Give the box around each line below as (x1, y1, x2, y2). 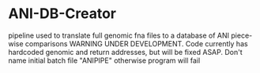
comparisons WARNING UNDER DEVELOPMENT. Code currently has (24, 38, 248, 48)
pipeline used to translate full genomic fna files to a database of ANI (8, 31, 230, 40)
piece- (231, 31, 253, 40)
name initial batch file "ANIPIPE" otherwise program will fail (8, 56, 201, 65)
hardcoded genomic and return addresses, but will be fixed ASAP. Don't (8, 47, 243, 57)
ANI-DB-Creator (8, 5, 117, 23)
